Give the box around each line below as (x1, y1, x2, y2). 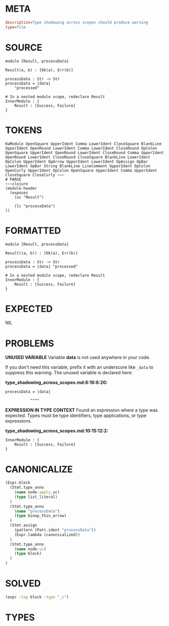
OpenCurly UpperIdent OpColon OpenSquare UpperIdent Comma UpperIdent (5, 168, 157, 173)
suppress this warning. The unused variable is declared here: (5, 370, 133, 376)
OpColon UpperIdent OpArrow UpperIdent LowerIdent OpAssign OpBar (5, 159, 148, 164)
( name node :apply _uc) (14, 490, 60, 495)
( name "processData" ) (14, 509, 60, 514)
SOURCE (5, 42, 43, 53)
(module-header (5, 186, 37, 191)
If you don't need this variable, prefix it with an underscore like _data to (5, 364, 153, 370)
